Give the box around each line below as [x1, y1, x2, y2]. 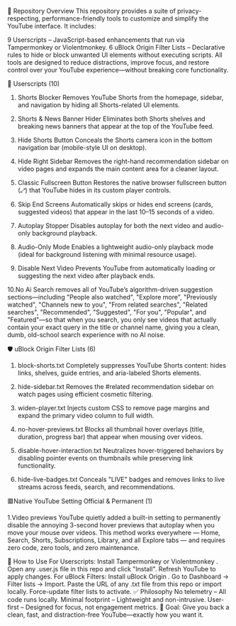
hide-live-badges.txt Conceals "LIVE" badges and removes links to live [17, 476, 225, 483]
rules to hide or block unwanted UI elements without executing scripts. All [7, 50, 223, 59]
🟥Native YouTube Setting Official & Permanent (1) [7, 497, 153, 505]
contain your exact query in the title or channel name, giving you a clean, [7, 323, 220, 331]
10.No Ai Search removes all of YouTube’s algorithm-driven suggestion [7, 285, 213, 294]
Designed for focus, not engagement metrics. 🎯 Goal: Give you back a [25, 603, 230, 611]
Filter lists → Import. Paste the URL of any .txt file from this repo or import [7, 580, 222, 588]
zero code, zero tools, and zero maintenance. [7, 544, 140, 551]
